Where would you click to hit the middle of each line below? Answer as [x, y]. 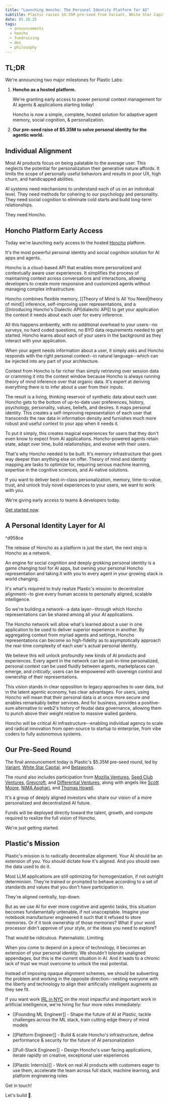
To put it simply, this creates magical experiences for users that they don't [82, 434]
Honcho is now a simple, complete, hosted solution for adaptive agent [85, 114]
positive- [151, 702]
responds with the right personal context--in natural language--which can [82, 356]
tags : [11, 24]
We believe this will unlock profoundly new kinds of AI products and [75, 655]
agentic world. [28, 135]
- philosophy [23, 47]
